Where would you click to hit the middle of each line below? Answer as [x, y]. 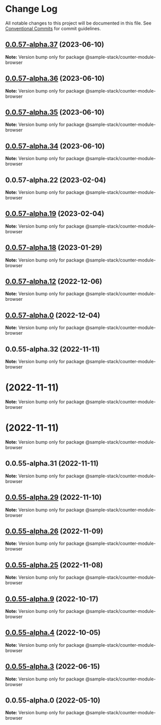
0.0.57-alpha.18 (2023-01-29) [54, 248]
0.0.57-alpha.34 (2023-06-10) [55, 146]
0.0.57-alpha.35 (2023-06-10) [55, 112]
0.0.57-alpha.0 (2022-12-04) [53, 315]
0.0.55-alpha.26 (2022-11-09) [54, 531]
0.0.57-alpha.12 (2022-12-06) [54, 282]
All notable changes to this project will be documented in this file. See [78, 23]
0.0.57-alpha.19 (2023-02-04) [55, 214]
